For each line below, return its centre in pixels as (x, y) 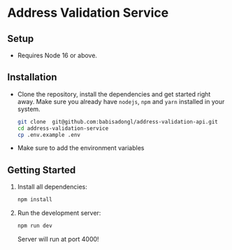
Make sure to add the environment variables (81, 148)
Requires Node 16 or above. (57, 55)
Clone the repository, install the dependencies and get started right (114, 94)
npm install (35, 200)
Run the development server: (59, 213)
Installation (32, 77)
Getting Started (42, 170)
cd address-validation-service (63, 128)
